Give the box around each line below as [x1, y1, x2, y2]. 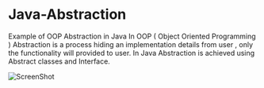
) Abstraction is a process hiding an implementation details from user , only [8, 39, 254, 49]
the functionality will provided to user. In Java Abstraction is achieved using [8, 48, 255, 57]
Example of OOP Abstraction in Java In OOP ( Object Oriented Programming [8, 31, 256, 41]
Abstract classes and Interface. [8, 57, 111, 66]
